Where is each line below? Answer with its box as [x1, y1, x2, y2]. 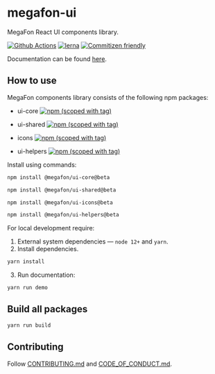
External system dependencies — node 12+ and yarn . [17, 237, 169, 246]
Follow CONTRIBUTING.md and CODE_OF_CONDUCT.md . [7, 359, 172, 368]
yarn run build [7, 321, 51, 329]
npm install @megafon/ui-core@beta [7, 173, 110, 181]
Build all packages [7, 303, 88, 315]
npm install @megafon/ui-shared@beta [7, 186, 117, 194]
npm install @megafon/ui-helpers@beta [7, 212, 119, 219]
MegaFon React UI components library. [7, 28, 119, 36]
